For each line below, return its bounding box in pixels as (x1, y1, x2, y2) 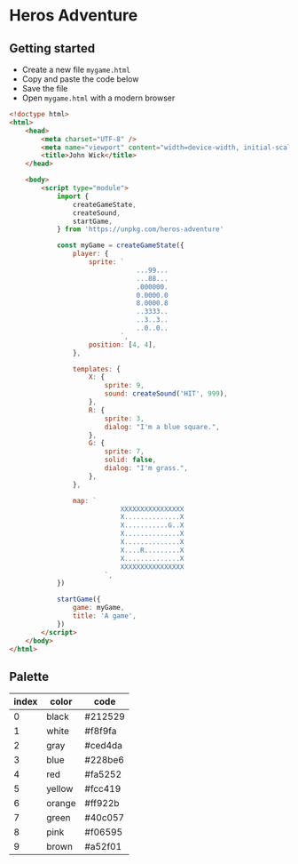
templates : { (72, 364, 122, 373)
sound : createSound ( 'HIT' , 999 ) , (104, 389, 228, 398)
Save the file (21, 84, 68, 93)
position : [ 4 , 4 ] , (88, 340, 157, 349)
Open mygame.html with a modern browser (21, 92, 176, 103)
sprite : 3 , (104, 414, 145, 423)
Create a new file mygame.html (21, 64, 130, 75)
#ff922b (84, 797, 120, 810)
